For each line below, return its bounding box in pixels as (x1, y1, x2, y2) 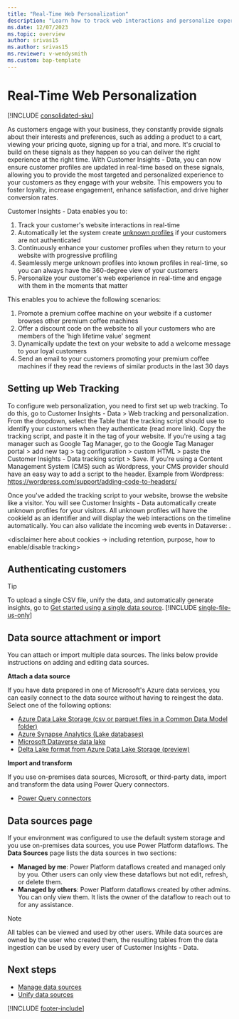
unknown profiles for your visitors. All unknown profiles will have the (7, 506, 208, 514)
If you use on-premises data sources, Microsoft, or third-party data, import (7, 772, 227, 781)
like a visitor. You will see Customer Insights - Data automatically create (7, 498, 217, 507)
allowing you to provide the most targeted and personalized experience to (7, 170, 224, 179)
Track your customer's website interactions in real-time (17, 220, 180, 229)
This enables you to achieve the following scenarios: (7, 295, 161, 304)
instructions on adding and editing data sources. (7, 658, 149, 667)
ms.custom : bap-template (7, 57, 81, 64)
